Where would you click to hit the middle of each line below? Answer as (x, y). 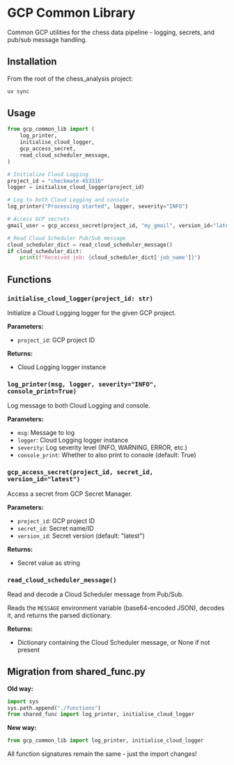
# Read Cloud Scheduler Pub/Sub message (67, 238)
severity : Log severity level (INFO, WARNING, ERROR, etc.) (102, 448)
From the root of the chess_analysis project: (70, 78)
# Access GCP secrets (39, 219)
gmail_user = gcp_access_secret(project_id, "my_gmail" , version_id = (110, 225)
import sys (23, 701)
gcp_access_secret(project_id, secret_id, (80, 472)
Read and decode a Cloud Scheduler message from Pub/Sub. (95, 594)
